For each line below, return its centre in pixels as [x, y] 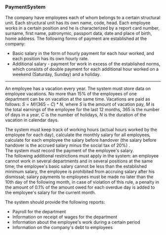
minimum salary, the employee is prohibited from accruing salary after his [80, 172]
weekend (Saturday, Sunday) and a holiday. [57, 75]
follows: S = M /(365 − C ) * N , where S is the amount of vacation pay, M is [80, 104]
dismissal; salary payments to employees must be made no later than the [79, 177]
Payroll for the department [39, 212]
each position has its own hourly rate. [50, 59]
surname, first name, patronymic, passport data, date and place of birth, [79, 34]
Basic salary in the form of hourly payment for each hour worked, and [83, 53]
